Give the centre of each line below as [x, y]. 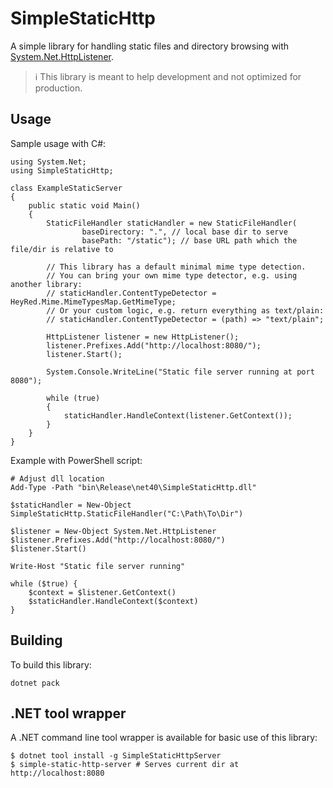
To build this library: [51, 664]
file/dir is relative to [62, 249]
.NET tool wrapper [68, 713]
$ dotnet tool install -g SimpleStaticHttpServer [116, 756]
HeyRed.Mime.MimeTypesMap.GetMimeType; [93, 302]
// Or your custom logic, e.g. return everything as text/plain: [185, 310]
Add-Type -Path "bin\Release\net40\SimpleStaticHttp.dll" [133, 487]
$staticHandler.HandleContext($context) [113, 601]
